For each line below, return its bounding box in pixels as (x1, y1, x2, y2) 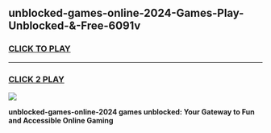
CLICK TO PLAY (8, 44, 71, 55)
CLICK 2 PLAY (8, 73, 65, 85)
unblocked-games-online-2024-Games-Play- (8, 6, 244, 20)
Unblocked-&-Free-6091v (8, 19, 141, 33)
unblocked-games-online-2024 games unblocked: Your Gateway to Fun (8, 106, 256, 116)
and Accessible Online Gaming (8, 115, 114, 125)
